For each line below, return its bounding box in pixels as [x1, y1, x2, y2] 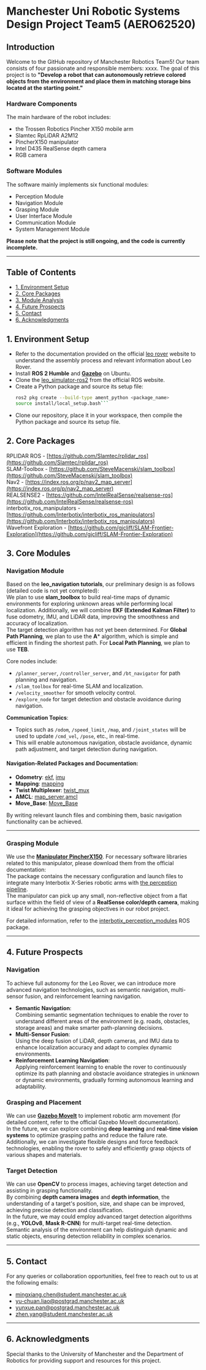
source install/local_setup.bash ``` [15, 400, 109, 407]
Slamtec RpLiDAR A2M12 [15, 132, 78, 139]
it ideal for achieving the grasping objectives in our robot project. [6, 905, 170, 913]
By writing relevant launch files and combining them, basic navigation [6, 811, 182, 819]
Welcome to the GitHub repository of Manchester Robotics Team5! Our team [6, 58, 199, 65]
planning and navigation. [15, 676, 78, 683]
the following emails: [6, 1279, 59, 1286]
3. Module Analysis [15, 297, 64, 304]
